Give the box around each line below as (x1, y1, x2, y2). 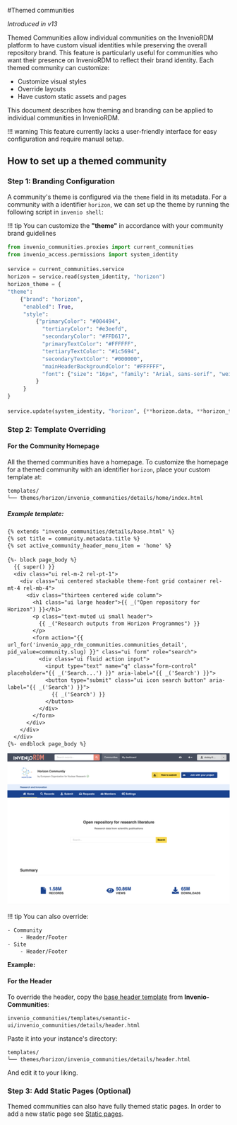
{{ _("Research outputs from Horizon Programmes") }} (38, 619, 200, 627)
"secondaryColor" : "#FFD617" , (42, 333, 131, 341)
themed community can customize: (7, 64, 110, 72)
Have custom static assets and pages (17, 92, 127, 101)
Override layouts (17, 85, 66, 93)
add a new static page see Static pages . (7, 1109, 124, 1118)
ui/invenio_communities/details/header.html (7, 1022, 140, 1029)
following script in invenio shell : (7, 207, 104, 216)
